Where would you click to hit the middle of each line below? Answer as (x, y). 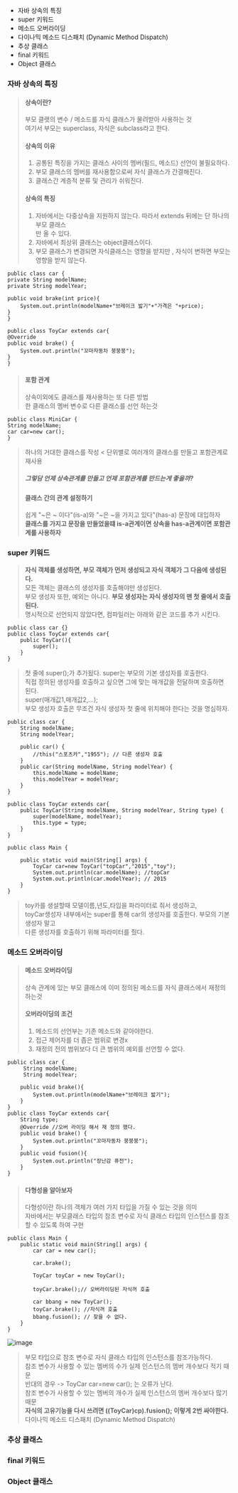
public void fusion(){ (54, 1153)
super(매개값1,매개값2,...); (61, 700)
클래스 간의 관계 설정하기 (59, 498)
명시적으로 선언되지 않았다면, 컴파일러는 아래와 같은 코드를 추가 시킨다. (122, 614)
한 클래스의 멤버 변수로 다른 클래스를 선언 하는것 (91, 406)
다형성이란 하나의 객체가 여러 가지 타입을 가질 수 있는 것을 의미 (111, 1207)
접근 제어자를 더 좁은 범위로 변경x (82, 1039)
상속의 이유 (40, 146)
